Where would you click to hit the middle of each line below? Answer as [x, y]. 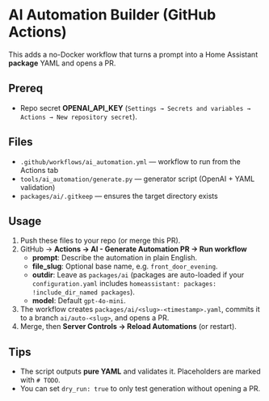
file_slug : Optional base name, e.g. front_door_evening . [125, 266]
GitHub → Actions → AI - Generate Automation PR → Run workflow [134, 249]
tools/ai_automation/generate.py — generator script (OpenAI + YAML [137, 179]
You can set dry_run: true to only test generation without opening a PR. [140, 389]
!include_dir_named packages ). [84, 292]
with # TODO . [40, 380]
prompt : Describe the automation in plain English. [115, 258]
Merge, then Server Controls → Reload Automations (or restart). [128, 327]
